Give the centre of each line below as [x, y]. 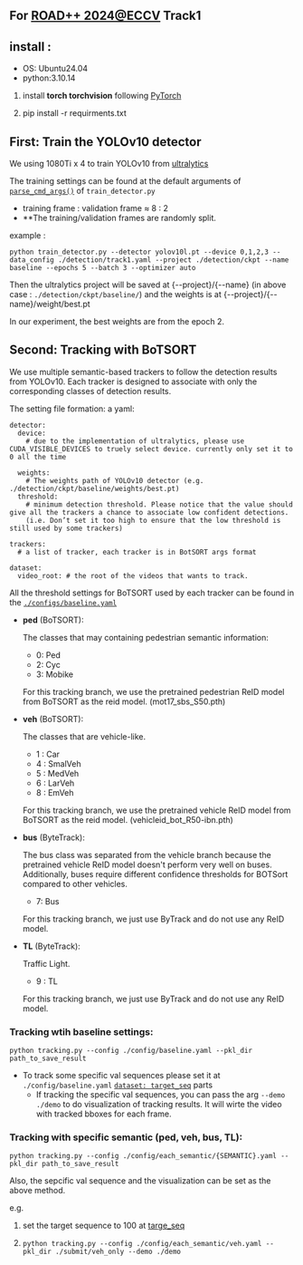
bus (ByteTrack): [54, 837]
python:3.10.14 [49, 78]
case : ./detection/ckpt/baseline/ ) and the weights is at [115, 295]
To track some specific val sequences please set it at [121, 1076]
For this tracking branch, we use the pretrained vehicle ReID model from [156, 810]
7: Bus [47, 901]
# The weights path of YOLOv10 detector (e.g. [115, 480]
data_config [32, 260]
